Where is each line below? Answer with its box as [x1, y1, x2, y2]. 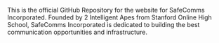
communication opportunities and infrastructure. [7, 28, 148, 36]
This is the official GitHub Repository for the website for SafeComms [7, 6, 205, 14]
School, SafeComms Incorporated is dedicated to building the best [7, 21, 200, 28]
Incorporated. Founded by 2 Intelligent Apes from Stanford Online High [7, 13, 212, 21]
